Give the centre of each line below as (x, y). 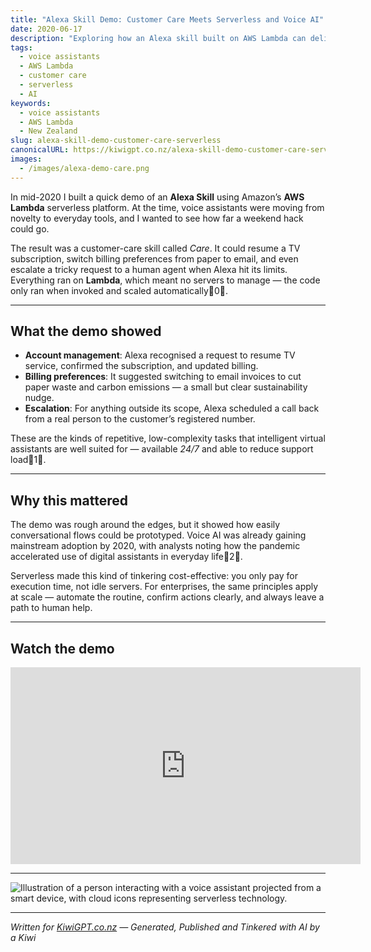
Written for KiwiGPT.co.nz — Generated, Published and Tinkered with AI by (165, 927)
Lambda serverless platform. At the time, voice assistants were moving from (167, 207)
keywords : (31, 103)
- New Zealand (48, 131)
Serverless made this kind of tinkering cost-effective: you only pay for (154, 576)
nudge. (39, 398)
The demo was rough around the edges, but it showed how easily (145, 525)
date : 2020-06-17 (46, 29)
